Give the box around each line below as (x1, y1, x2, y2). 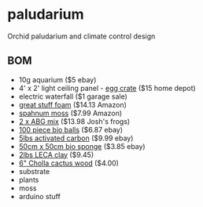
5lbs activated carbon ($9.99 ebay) (18, 133, 134, 143)
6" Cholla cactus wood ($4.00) (18, 158, 120, 168)
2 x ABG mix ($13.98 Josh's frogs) (18, 116, 131, 126)
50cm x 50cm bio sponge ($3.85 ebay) (18, 141, 146, 151)
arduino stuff (18, 191, 61, 201)
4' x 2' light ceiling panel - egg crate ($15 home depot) (18, 83, 196, 93)
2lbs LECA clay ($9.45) (18, 150, 94, 159)
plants (18, 175, 39, 184)
